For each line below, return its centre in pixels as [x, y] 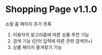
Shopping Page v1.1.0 [51, 9]
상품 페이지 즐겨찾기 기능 [37, 47]
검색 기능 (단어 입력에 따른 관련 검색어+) [53, 41]
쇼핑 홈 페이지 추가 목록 [29, 24]
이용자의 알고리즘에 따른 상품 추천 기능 [51, 34]
